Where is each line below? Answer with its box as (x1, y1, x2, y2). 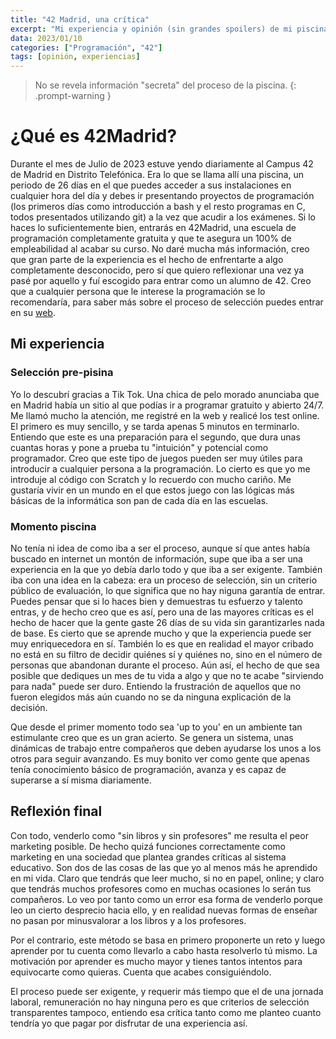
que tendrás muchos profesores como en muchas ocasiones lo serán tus (10, 882, 312, 895)
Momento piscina (10, 519, 97, 533)
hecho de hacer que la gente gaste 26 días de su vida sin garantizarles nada (10, 617, 325, 629)
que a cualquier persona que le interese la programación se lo (10, 286, 266, 298)
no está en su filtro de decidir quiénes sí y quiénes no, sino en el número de (10, 649, 323, 661)
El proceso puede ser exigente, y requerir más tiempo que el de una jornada (10, 985, 324, 997)
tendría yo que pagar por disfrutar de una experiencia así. (10, 1017, 248, 1029)
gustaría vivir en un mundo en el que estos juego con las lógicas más (10, 484, 295, 496)
